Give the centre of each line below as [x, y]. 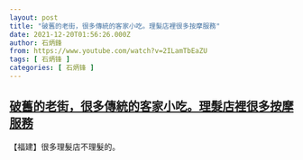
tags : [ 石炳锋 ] [40, 59]
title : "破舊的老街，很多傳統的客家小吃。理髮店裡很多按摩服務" [115, 26]
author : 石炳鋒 [36, 43]
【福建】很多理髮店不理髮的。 [64, 147]
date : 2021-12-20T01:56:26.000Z [70, 34]
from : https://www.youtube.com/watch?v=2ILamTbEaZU [108, 51]
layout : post [34, 18]
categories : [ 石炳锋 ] [52, 68]
